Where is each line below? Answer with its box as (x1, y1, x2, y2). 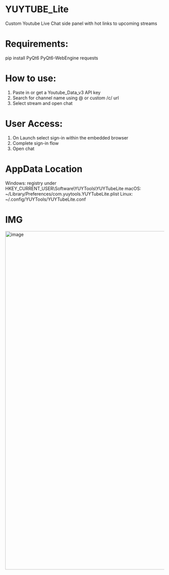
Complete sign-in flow (12, 140, 59, 146)
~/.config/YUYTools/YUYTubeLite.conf (5, 196, 86, 202)
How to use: (5, 73, 57, 84)
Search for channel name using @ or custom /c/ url (12, 95, 120, 101)
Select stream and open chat (12, 100, 73, 106)
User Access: (5, 118, 63, 129)
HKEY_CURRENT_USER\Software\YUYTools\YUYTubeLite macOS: (5, 185, 141, 191)
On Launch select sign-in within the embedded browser (12, 134, 129, 140)
